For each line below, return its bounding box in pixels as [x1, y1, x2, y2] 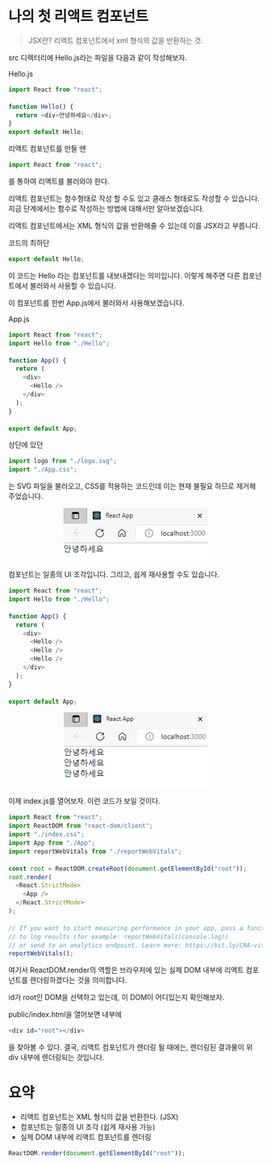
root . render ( [8, 873, 52, 881]
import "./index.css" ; [8, 831, 85, 839]
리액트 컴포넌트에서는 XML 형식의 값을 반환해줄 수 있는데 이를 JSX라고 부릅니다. [8, 221, 261, 231]
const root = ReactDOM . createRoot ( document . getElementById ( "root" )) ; [8, 865, 248, 873]
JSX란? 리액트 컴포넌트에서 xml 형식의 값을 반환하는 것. [27, 36, 203, 45]
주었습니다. [8, 492, 44, 501]
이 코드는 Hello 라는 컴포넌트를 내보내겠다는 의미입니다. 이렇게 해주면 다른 [8, 270, 240, 280]
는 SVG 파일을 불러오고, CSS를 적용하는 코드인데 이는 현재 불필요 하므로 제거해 [8, 481, 256, 491]
